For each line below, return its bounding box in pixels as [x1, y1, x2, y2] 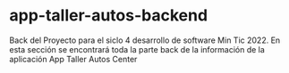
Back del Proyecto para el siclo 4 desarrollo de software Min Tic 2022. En [9, 35, 281, 45]
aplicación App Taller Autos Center [9, 53, 138, 64]
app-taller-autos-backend [9, 5, 208, 26]
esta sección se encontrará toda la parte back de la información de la [9, 44, 266, 54]
